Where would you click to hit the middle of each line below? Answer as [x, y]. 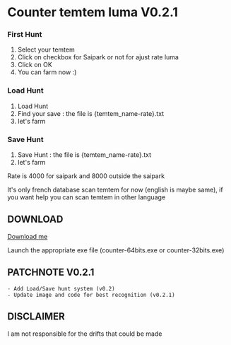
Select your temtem [46, 49]
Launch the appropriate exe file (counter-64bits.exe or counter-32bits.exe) [116, 250]
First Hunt [25, 35]
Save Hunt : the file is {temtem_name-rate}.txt [84, 155]
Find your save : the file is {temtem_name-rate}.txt [91, 113]
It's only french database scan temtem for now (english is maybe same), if [115, 190]
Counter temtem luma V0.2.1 [93, 12]
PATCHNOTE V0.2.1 [51, 273]
